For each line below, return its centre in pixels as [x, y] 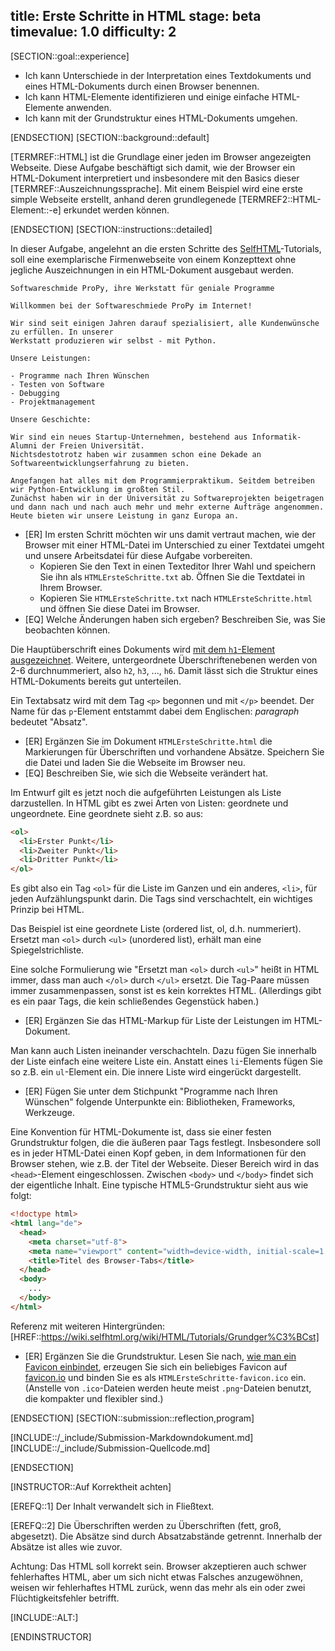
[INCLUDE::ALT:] [44, 1617]
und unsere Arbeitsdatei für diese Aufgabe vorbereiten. [138, 555]
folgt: [21, 1196]
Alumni [24, 445]
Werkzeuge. [49, 1113]
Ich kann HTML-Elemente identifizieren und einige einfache [147, 96]
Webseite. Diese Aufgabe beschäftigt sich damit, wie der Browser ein [153, 167]
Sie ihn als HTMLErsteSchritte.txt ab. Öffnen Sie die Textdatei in [172, 576]
